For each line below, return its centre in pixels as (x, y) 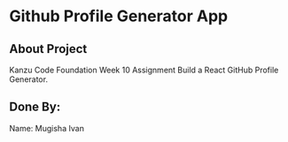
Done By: (35, 107)
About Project (48, 49)
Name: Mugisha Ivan (47, 128)
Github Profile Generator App (119, 16)
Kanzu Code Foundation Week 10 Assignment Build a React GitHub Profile (144, 70)
